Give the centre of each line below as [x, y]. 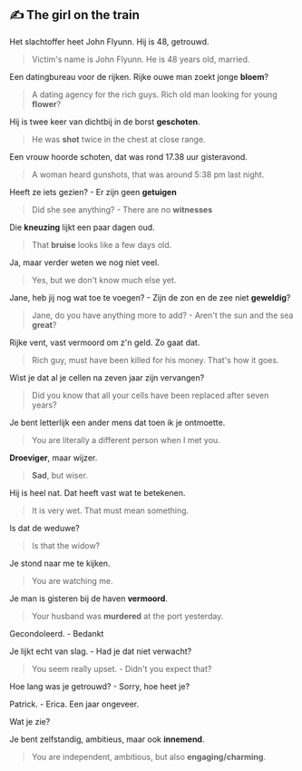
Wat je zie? [30, 721]
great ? [44, 324]
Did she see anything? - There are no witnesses [122, 209]
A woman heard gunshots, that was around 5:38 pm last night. [148, 174]
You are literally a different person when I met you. [126, 440]
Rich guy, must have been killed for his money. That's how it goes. [155, 360]
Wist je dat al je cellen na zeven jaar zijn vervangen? [107, 377]
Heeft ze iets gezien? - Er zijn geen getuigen [93, 192]
